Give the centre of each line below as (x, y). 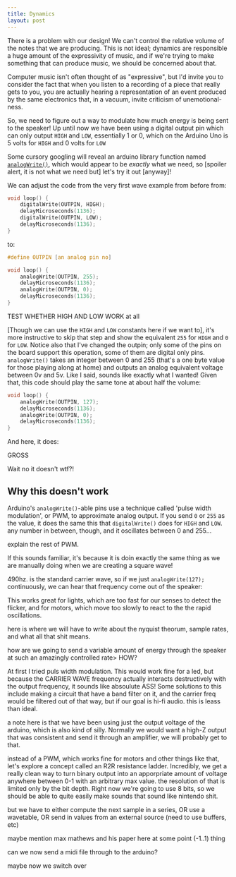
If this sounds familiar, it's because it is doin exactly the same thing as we (114, 557)
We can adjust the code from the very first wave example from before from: (117, 185)
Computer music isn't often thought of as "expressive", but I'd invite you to (116, 77)
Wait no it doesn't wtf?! (41, 469)
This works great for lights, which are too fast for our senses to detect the (114, 600)
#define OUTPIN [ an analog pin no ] (60, 257)
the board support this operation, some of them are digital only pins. (106, 352)
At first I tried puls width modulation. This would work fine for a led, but (110, 671)
